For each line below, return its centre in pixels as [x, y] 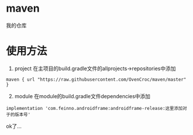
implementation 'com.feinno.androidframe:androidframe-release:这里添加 [94, 108]
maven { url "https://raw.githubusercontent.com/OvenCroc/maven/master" [96, 79]
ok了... [14, 126]
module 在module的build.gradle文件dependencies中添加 [82, 96]
